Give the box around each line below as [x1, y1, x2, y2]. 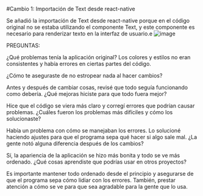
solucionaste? [6, 115, 41, 122]
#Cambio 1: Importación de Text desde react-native [6, 5, 135, 12]
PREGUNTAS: [6, 42, 41, 49]
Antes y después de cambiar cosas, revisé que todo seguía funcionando [6, 84, 188, 91]
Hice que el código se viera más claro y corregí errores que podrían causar [6, 102, 195, 109]
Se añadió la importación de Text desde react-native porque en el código [6, 17, 190, 24]
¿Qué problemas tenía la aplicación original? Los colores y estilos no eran [6, 54, 191, 60]
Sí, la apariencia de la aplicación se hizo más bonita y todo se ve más [6, 152, 180, 159]
